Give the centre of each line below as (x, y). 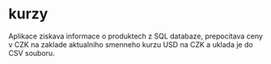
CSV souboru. (32, 53)
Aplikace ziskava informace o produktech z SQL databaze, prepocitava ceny (135, 36)
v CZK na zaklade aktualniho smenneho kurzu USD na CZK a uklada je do (131, 44)
